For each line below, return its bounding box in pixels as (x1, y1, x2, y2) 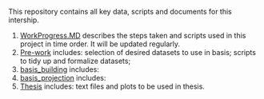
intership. (8, 15, 40, 25)
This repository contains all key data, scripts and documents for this (8, 7, 232, 16)
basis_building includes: (19, 65, 100, 74)
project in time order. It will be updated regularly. (19, 39, 181, 49)
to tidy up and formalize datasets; (19, 56, 131, 65)
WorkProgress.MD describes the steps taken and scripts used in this (19, 31, 246, 40)
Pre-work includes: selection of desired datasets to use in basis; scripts (19, 48, 256, 57)
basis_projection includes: (19, 73, 106, 82)
